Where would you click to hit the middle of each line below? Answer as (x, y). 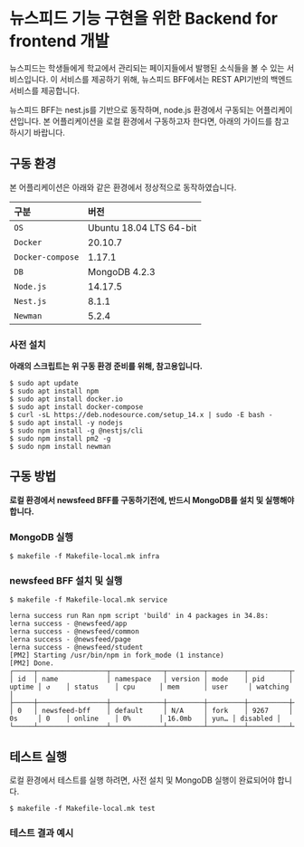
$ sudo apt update (44, 384)
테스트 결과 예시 (42, 833)
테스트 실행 (38, 757)
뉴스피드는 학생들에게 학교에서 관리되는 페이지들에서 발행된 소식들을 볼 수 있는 (147, 68)
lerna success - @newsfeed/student (76, 648)
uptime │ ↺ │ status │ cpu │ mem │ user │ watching (149, 687)
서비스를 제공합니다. (44, 90)
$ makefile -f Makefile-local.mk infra (85, 557)
